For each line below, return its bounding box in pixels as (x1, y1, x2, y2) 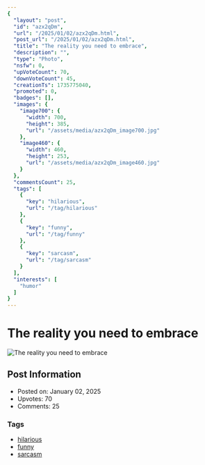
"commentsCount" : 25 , (13, 178, 76, 185)
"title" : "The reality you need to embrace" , (13, 43, 148, 49)
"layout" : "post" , (13, 17, 67, 24)
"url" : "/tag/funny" (25, 231, 85, 238)
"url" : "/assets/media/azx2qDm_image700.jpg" (25, 127, 160, 134)
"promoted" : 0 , (13, 88, 58, 95)
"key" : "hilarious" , (25, 198, 85, 206)
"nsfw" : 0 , (13, 62, 45, 69)
